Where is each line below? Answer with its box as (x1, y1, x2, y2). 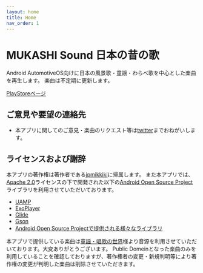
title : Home (6, 15, 36, 21)
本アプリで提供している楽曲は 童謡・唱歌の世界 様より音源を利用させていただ (6, 237, 198, 244)
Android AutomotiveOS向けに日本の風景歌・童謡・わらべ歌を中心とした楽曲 (6, 69, 196, 76)
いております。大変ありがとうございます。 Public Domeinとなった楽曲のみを (6, 245, 196, 252)
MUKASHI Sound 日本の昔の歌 (6, 48, 159, 62)
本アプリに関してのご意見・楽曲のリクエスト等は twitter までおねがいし (15, 127, 191, 134)
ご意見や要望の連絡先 (6, 109, 86, 120)
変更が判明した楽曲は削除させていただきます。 (22, 260, 139, 268)
